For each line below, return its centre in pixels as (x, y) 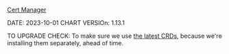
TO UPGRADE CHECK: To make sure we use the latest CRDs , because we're (115, 36)
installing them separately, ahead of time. (65, 43)
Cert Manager (27, 10)
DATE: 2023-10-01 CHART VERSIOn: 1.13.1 (66, 23)
